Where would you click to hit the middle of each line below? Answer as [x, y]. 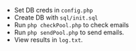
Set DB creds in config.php [53, 10]
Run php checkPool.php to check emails [72, 25]
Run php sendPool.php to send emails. [69, 32]
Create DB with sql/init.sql [56, 17]
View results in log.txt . [49, 40]
